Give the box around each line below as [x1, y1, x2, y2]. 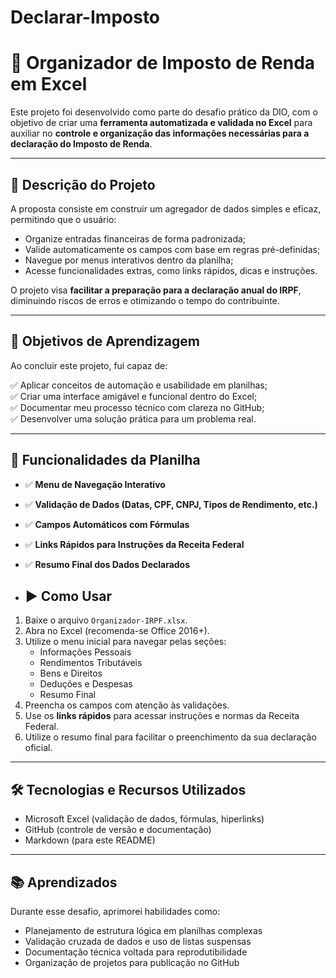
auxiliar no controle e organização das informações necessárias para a [10, 127, 310, 140]
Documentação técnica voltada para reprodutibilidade [24, 946, 248, 958]
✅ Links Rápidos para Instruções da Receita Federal [24, 538, 245, 550]
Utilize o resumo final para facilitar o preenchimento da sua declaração [24, 731, 317, 743]
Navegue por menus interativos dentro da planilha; [24, 254, 234, 266]
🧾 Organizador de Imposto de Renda [10, 52, 316, 75]
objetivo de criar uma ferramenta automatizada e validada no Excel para [10, 117, 313, 129]
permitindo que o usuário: [10, 213, 117, 225]
